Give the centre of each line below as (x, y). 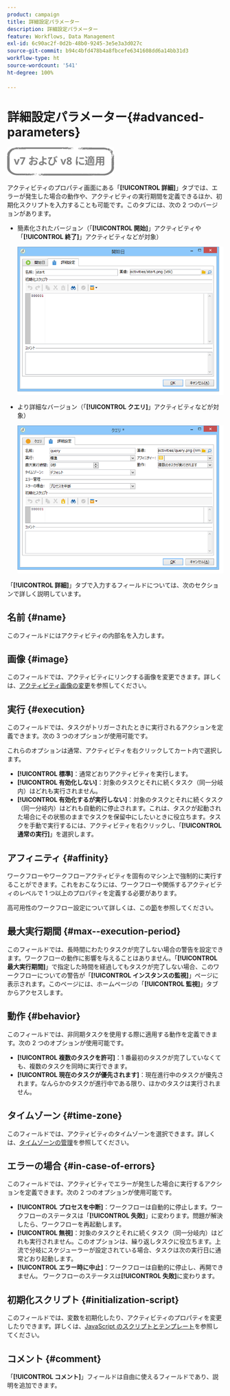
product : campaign (33, 14)
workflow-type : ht (33, 59)
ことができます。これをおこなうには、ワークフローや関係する (100, 885)
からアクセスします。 (37, 992)
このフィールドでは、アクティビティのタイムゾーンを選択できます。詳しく (111, 1133)
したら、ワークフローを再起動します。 (71, 1224)
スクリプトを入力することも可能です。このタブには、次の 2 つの (110, 205)
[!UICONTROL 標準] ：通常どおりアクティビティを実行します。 (104, 774)
